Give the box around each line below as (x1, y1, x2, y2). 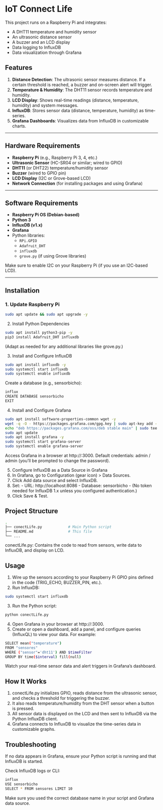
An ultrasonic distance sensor (12, 34, 72, 40)
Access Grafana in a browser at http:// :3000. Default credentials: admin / (5, 453, 151, 459)
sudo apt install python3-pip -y (5, 330, 73, 335)
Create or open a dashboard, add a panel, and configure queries (12, 626, 141, 632)
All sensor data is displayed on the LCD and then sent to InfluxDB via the (12, 711, 157, 717)
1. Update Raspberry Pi (5, 301, 60, 308)
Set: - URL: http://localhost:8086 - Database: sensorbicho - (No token (12, 483, 152, 489)
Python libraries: (12, 232, 45, 239)
